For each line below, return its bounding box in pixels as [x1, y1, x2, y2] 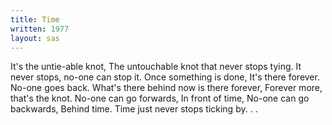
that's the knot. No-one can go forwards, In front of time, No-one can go [10, 92, 310, 105]
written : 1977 [10, 24, 70, 34]
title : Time [10, 14, 60, 25]
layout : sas [10, 33, 60, 43]
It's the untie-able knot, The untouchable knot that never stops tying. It [10, 61, 302, 73]
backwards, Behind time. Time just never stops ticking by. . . [10, 103, 258, 115]
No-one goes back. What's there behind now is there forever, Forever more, [10, 82, 323, 94]
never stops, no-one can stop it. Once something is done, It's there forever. [10, 71, 320, 83]
